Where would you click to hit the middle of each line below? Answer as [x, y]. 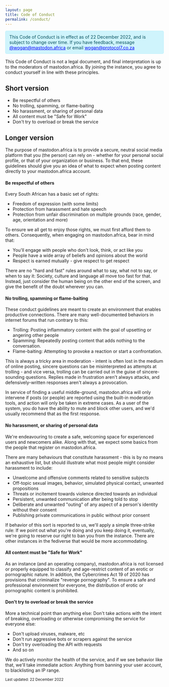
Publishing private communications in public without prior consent [81, 515]
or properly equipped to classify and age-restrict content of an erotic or [79, 569]
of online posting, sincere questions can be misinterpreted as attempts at [81, 367]
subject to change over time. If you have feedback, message [72, 42]
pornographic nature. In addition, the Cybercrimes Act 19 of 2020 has [77, 574]
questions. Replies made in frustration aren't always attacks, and [93, 377]
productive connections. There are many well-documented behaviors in [79, 315]
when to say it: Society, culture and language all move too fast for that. [78, 276]
